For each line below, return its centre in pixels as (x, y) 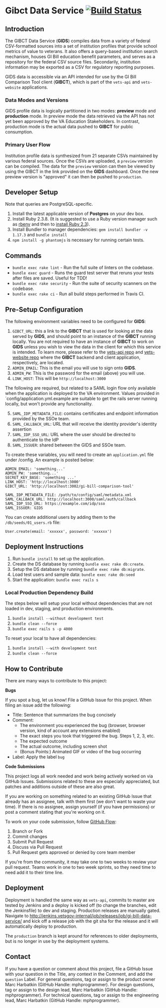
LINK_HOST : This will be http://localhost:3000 (59, 379)
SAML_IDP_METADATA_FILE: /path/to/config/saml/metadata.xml (69, 495)
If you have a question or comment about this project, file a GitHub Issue (79, 968)
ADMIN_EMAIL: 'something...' (35, 469)
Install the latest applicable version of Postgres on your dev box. (78, 214)
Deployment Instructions (44, 547)
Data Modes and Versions (37, 100)
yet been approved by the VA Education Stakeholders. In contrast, (72, 121)
